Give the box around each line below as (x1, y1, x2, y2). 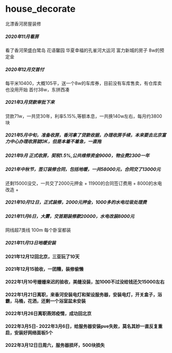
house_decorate (5, 3, 76, 15)
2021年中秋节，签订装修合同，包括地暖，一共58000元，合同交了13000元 (5, 166, 161, 172)
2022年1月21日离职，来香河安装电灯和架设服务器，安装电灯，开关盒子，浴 (5, 291, 162, 297)
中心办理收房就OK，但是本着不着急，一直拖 (9, 139, 102, 145)
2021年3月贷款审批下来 (5, 99, 55, 105)
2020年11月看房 (5, 33, 39, 39)
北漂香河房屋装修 (5, 20, 41, 27)
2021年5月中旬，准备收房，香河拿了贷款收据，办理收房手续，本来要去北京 (5, 132, 162, 138)
